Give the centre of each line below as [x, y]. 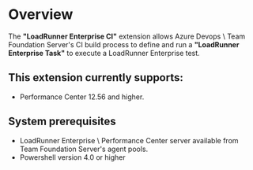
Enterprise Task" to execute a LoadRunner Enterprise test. [104, 53]
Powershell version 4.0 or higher [72, 157]
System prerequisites [62, 122]
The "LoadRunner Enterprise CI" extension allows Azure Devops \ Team [127, 36]
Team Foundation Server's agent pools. [84, 149]
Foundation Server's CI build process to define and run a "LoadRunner [124, 44]
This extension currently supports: [96, 78]
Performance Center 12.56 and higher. [82, 97]
